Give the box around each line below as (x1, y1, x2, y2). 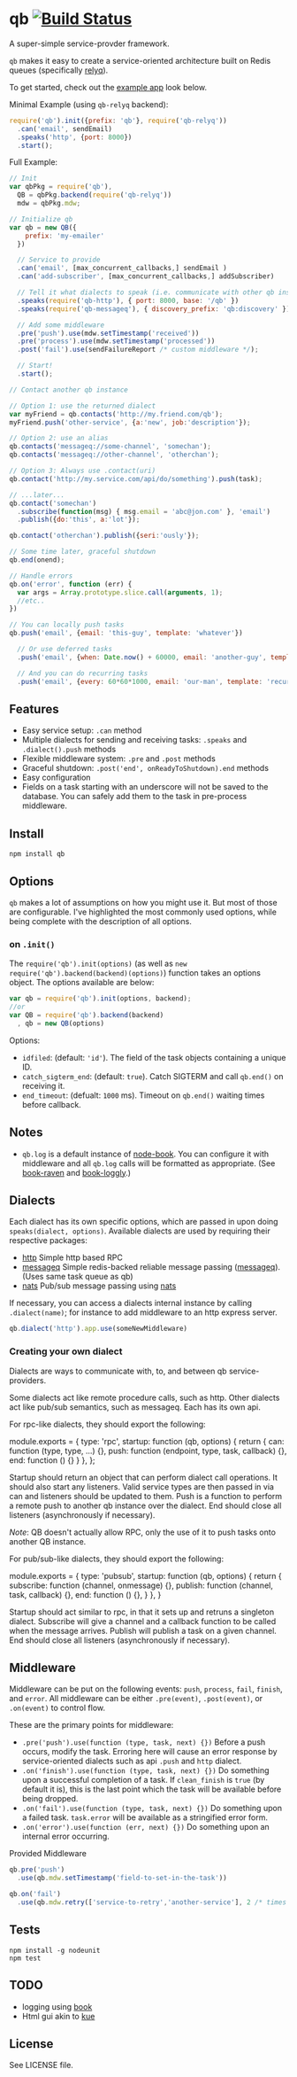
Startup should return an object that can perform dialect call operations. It (9, 1472, 278, 1482)
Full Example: (9, 157, 58, 167)
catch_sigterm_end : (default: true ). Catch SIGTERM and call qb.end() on (21, 1070, 284, 1081)
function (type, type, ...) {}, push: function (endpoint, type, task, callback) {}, (9, 1445, 287, 1456)
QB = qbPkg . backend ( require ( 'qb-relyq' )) (17, 191, 172, 199)
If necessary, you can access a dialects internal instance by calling (9, 1298, 253, 1309)
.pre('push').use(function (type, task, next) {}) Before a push (21, 1737, 266, 1747)
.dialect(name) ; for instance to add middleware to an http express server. (9, 1307, 278, 1318)
